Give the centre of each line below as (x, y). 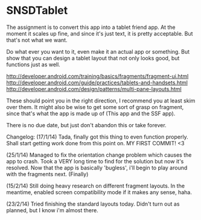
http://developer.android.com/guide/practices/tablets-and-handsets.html (97, 83)
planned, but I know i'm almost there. (52, 210)
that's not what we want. (37, 40)
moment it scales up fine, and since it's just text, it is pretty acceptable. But (100, 33)
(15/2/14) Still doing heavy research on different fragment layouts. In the (96, 186)
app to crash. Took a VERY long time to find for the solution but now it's (95, 161)
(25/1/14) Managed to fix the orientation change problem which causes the (99, 155)
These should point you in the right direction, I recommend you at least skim (101, 101)
